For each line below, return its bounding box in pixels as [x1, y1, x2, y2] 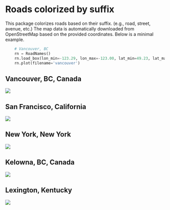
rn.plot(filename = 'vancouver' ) [14, 60, 80, 65]
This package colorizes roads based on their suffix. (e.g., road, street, [5, 20, 151, 26]
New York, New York [5, 130, 71, 139]
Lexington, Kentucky [5, 186, 72, 195]
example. [5, 37, 24, 43]
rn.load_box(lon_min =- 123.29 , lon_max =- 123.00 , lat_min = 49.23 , [14, 56, 151, 61]
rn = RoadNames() [14, 51, 51, 56]
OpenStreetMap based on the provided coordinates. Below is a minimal [5, 31, 154, 37]
